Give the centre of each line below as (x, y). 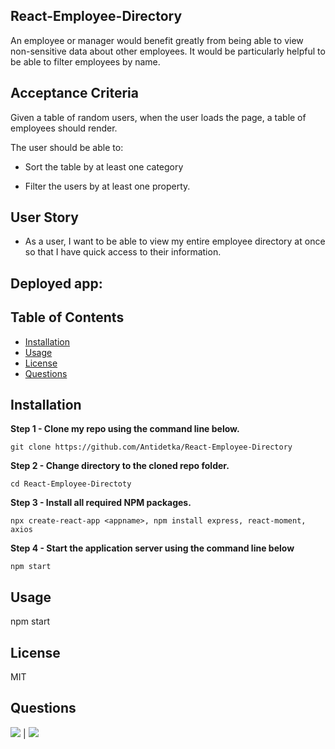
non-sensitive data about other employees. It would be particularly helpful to (168, 51)
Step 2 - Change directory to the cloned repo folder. (120, 466)
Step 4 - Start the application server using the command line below (152, 548)
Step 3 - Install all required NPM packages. (101, 503)
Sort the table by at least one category (104, 166)
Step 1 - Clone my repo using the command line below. (125, 429)
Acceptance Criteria (74, 93)
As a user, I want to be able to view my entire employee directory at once (175, 241)
